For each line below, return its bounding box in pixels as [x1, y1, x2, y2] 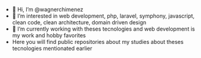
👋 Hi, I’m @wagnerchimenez [12, 6, 84, 13]
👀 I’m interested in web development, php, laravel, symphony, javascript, [12, 12, 195, 20]
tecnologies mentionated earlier [12, 45, 93, 52]
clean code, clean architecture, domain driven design [12, 19, 147, 26]
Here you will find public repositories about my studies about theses [12, 38, 184, 45]
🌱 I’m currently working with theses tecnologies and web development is [12, 25, 196, 32]
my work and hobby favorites [12, 32, 86, 39]
